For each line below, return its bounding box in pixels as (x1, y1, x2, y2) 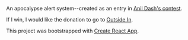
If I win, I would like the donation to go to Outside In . (6, 16, 133, 23)
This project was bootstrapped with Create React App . (6, 27, 139, 34)
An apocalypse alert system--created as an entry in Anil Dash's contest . (6, 5, 183, 12)
